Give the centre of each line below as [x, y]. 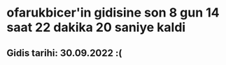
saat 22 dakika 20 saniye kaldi [96, 27]
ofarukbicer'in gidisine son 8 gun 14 [113, 13]
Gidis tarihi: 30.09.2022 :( [64, 53]
